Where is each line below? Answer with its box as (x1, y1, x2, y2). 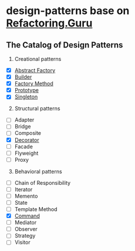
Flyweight (14, 150, 39, 157)
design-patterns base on (6, 4, 130, 18)
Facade (14, 143, 33, 150)
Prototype (14, 87, 39, 94)
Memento (14, 192, 38, 199)
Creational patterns (14, 56, 62, 62)
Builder (14, 73, 32, 80)
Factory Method (14, 80, 54, 87)
